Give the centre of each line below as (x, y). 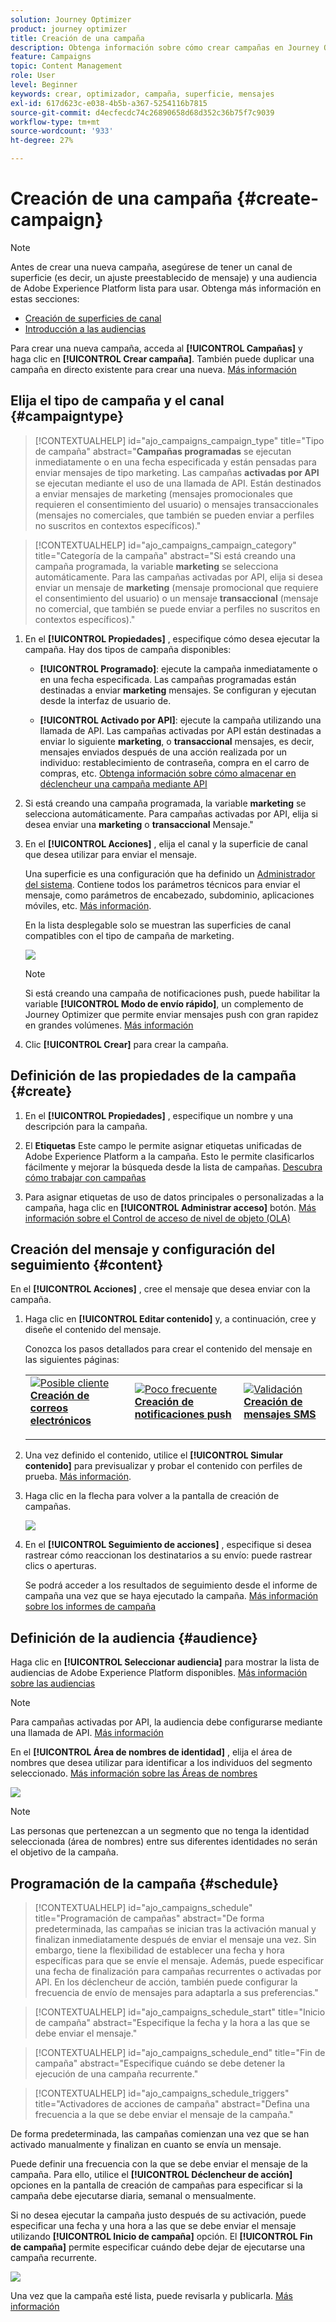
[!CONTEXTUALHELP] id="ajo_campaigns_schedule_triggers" (162, 2093)
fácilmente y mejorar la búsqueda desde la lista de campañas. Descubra (173, 1167)
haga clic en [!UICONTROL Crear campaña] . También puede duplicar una (162, 358)
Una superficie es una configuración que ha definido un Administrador (170, 873)
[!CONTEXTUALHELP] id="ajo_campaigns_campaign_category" (165, 545)
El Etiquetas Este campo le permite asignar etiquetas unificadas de (163, 1145)
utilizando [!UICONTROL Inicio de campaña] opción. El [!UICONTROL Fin (161, 2236)
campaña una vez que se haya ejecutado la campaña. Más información (171, 1596)
